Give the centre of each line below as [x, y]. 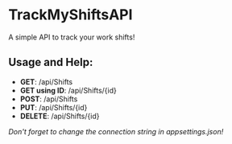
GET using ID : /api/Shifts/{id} [68, 90]
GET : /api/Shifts [46, 81]
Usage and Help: [51, 62]
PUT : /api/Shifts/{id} [54, 107]
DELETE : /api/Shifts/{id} [60, 116]
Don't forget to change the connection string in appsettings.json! [116, 131]
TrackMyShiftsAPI [70, 15]
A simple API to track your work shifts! [72, 37]
